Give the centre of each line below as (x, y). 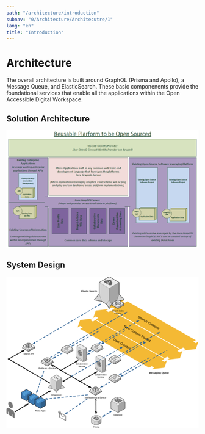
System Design (36, 265)
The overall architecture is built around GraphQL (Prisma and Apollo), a (95, 80)
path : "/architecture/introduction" (53, 13)
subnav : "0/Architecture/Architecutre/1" (60, 19)
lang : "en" (20, 26)
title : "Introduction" (35, 32)
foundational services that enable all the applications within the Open (93, 93)
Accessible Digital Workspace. (45, 99)
